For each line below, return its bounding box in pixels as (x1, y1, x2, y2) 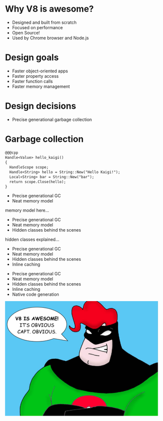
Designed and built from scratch (12, 19, 77, 25)
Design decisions (5, 101, 76, 112)
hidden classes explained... (5, 236, 60, 242)
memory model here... (5, 207, 49, 213)
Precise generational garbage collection (12, 117, 92, 122)
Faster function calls (12, 78, 53, 84)
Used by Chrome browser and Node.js (12, 35, 89, 41)
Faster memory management (12, 84, 70, 89)
